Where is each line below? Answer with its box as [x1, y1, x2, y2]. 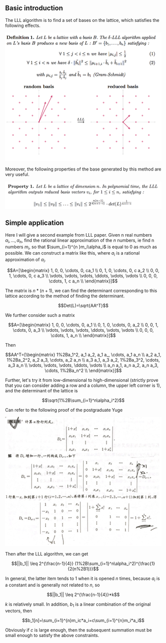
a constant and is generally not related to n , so [5, 582, 100, 588]
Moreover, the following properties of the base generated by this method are [5, 166, 162, 172]
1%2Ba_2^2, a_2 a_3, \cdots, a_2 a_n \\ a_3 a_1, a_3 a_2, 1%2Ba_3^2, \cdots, [6, 357, 160, 363]
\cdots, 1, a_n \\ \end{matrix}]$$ [51, 333, 116, 339]
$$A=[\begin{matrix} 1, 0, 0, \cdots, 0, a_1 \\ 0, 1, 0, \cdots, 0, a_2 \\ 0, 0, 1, [8, 322, 159, 328]
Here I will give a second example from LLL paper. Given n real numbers [5, 232, 152, 238]
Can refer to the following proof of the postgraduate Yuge [5, 407, 123, 413]
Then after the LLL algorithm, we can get [5, 551, 88, 557]
